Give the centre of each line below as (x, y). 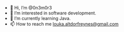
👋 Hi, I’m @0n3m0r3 (31, 8)
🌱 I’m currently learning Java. (40, 18)
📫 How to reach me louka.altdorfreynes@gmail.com (64, 24)
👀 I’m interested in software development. (53, 13)
